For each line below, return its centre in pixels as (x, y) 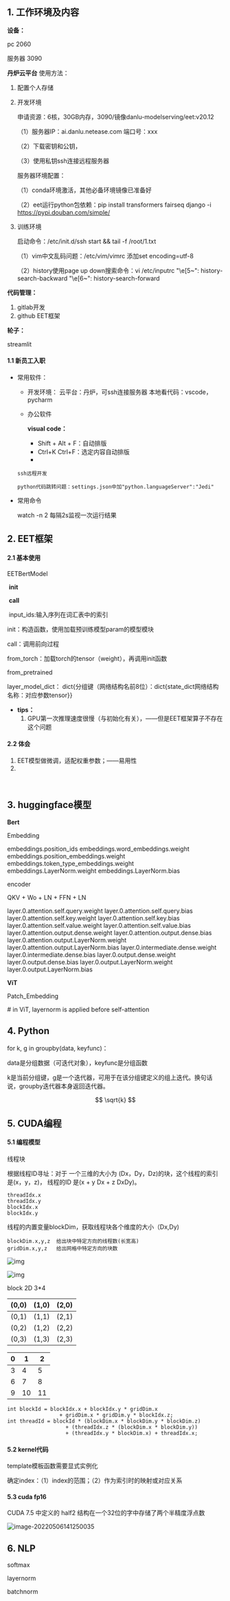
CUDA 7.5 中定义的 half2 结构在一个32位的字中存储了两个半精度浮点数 (106, 1513)
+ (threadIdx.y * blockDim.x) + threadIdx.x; (131, 1434)
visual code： (47, 428)
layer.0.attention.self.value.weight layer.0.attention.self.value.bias (99, 925)
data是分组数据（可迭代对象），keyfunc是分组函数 (78, 1063)
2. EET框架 (30, 539)
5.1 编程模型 (24, 1142)
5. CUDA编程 (34, 1123)
